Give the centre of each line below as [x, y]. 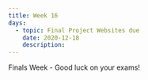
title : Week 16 [33, 15]
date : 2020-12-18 [51, 38]
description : [44, 45]
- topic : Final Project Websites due [78, 30]
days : [17, 23]
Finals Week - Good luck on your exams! [74, 67]
